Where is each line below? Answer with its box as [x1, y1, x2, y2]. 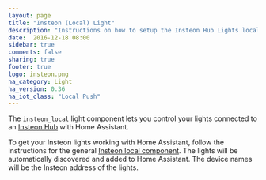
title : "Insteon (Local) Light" [8, 19, 115, 27]
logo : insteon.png [8, 70, 69, 78]
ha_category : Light [8, 77, 73, 85]
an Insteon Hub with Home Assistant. [8, 122, 129, 132]
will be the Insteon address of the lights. [8, 163, 139, 172]
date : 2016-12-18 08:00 [8, 33, 90, 42]
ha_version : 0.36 [8, 84, 66, 93]
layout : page [8, 11, 51, 20]
